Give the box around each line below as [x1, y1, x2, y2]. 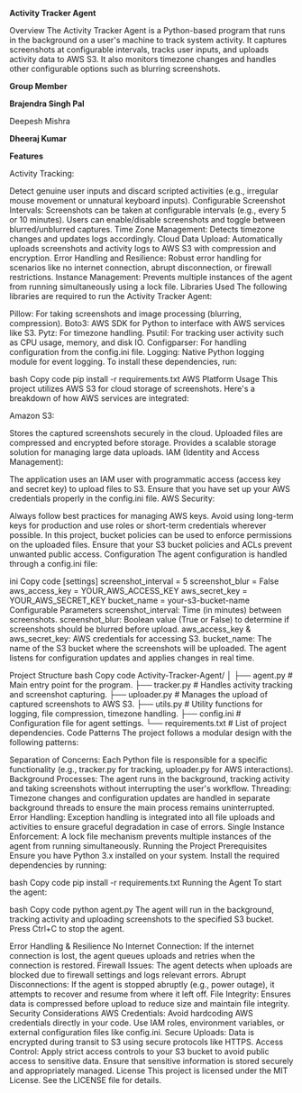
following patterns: [9, 737, 79, 747]
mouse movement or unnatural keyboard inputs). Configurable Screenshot [9, 196, 286, 205]
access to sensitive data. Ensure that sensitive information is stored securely [9, 1056, 294, 1066]
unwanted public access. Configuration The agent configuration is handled [9, 549, 288, 560]
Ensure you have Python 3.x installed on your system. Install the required [9, 851, 280, 861]
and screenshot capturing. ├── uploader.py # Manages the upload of [9, 689, 269, 699]
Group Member [9, 81, 68, 91]
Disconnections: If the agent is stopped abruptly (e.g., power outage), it [9, 979, 275, 989]
